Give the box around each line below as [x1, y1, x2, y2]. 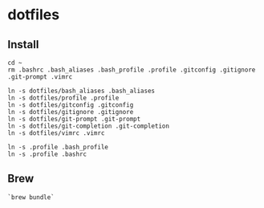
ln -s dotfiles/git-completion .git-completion [7, 122, 170, 130]
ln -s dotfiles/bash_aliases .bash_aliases [7, 87, 156, 95]
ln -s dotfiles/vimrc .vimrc [7, 129, 105, 137]
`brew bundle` [7, 193, 55, 202]
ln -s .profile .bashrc [7, 150, 87, 158]
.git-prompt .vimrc [7, 73, 73, 81]
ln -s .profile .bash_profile [7, 143, 109, 151]
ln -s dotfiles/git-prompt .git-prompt [7, 115, 141, 123]
